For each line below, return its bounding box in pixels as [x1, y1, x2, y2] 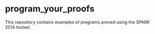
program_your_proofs [5, 3, 95, 14]
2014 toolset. [5, 24, 31, 30]
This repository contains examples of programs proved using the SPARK [5, 19, 150, 25]
